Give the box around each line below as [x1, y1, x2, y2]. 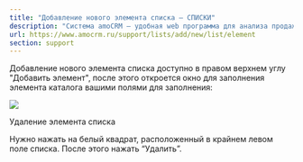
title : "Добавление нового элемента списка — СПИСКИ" [9, 13, 216, 22]
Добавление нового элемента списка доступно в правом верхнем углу [9, 63, 286, 74]
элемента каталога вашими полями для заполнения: [9, 82, 214, 93]
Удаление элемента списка [9, 116, 115, 127]
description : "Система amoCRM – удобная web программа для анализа [9, 22, 269, 31]
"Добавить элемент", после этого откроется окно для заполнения [9, 73, 265, 84]
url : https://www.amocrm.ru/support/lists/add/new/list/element [9, 30, 256, 39]
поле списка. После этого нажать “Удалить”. [9, 143, 182, 154]
